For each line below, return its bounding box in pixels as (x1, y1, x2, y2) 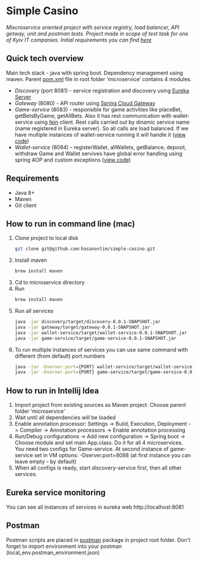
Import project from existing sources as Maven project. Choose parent (14, 402, 186, 409)
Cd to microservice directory (14, 279, 85, 286)
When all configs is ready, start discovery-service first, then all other (14, 464, 182, 471)
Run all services (14, 307, 54, 314)
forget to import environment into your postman (6, 542, 122, 550)
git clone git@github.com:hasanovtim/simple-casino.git (14, 246, 155, 252)
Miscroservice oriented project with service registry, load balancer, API (6, 24, 180, 31)
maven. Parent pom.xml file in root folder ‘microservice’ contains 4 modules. (6, 75, 192, 82)
